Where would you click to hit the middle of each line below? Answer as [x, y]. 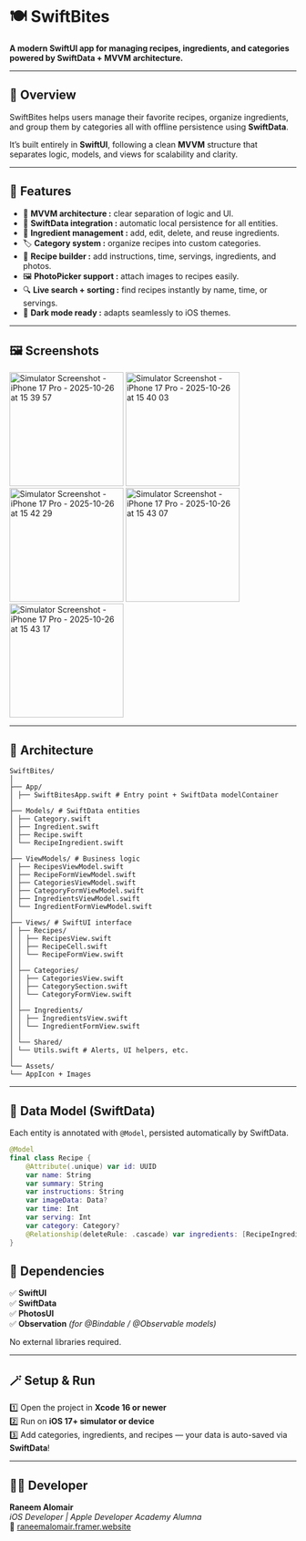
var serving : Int [59, 1217]
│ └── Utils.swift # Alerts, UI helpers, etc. [99, 1050]
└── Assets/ [32, 1067]
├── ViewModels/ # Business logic [75, 859]
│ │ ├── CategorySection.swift [69, 987]
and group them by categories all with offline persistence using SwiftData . [149, 127]
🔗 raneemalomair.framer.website [71, 1526]
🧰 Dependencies [57, 1271]
